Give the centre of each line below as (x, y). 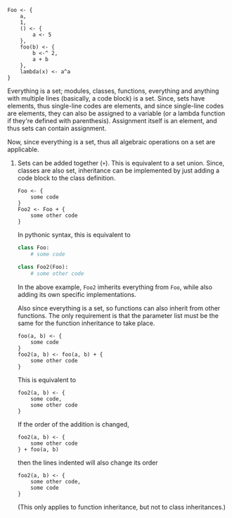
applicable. (23, 149)
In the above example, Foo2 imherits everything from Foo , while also (115, 287)
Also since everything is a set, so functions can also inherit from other (119, 308)
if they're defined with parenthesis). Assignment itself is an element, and (112, 121)
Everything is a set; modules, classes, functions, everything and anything (113, 91)
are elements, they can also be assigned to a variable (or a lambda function (116, 113)
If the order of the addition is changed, (73, 424)
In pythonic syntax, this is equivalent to (74, 235)
